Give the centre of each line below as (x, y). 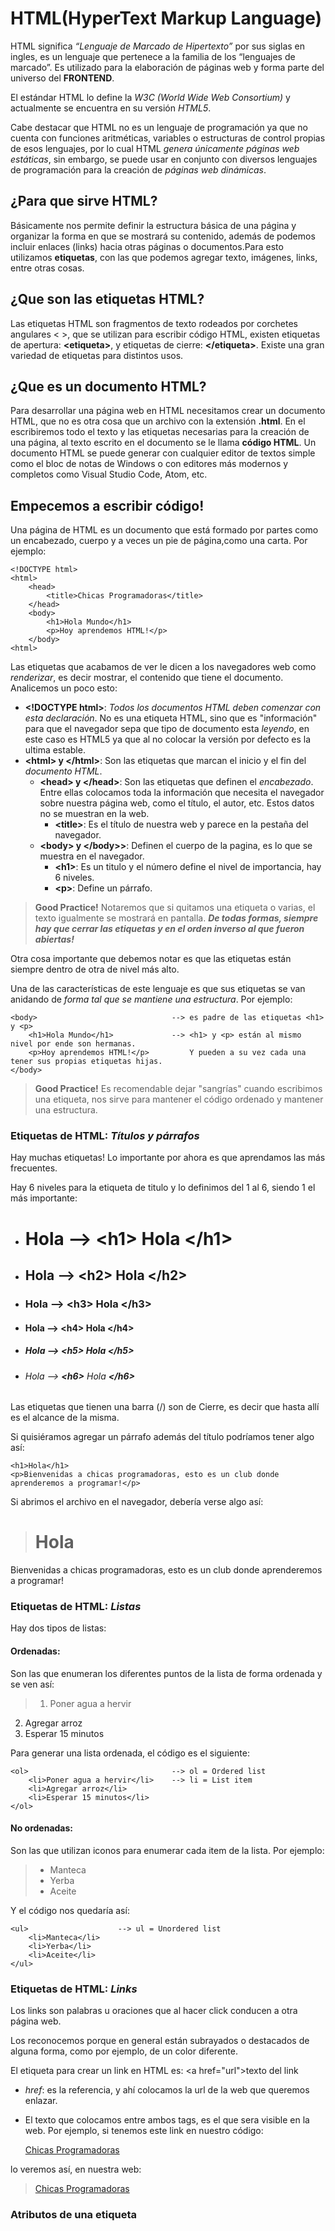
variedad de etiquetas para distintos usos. (97, 355)
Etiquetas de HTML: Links (74, 1989)
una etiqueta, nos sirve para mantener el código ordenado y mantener (179, 1099)
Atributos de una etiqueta (73, 2215)
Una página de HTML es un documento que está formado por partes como (164, 530)
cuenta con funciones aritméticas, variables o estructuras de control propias (168, 138)
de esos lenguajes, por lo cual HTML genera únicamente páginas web (155, 148)
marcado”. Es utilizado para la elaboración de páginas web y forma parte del (167, 67)
